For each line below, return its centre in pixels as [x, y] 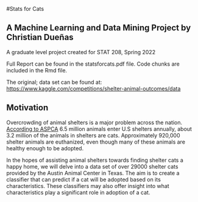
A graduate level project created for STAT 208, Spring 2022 [81, 52]
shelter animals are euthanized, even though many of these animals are [96, 142]
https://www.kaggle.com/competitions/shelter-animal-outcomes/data [94, 88]
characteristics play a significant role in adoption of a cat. [78, 192]
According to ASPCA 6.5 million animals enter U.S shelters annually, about [99, 129]
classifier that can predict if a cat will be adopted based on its [84, 179]
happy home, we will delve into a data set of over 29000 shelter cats [92, 166]
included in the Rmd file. [37, 70]
